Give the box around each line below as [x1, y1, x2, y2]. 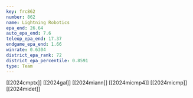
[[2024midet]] [6, 86, 41, 93]
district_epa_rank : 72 [6, 52, 62, 58]
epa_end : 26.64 [6, 25, 44, 31]
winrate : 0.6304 [6, 47, 46, 53]
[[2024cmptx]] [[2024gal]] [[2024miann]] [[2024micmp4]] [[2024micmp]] [6, 79, 188, 86]
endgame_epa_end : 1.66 [6, 42, 62, 48]
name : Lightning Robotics [6, 19, 70, 25]
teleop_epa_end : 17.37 [6, 36, 62, 42]
